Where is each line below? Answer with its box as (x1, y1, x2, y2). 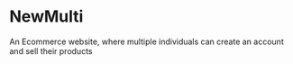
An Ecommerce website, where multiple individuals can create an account (9, 36, 284, 47)
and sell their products (9, 45, 93, 56)
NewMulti (9, 6, 84, 27)
